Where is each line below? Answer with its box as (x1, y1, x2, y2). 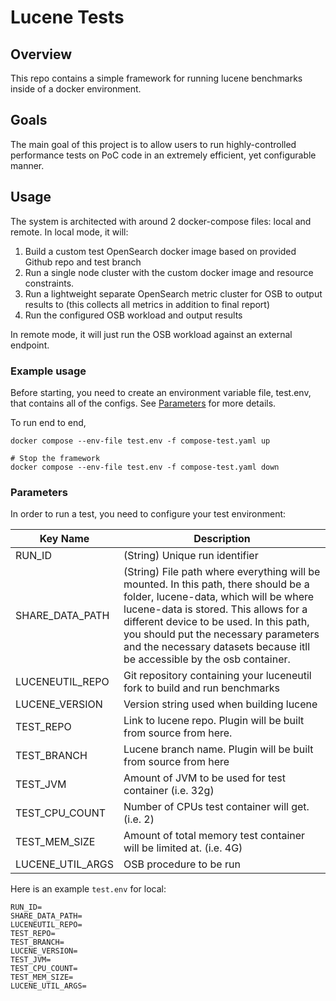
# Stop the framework (10, 453, 101, 463)
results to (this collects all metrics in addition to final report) (24, 298, 271, 310)
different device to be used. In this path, (123, 615, 310, 629)
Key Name (39, 532, 90, 546)
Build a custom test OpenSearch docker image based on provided (24, 245, 297, 257)
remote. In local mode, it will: (10, 226, 129, 238)
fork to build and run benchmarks (123, 681, 280, 695)
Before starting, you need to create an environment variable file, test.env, (10, 386, 312, 398)
